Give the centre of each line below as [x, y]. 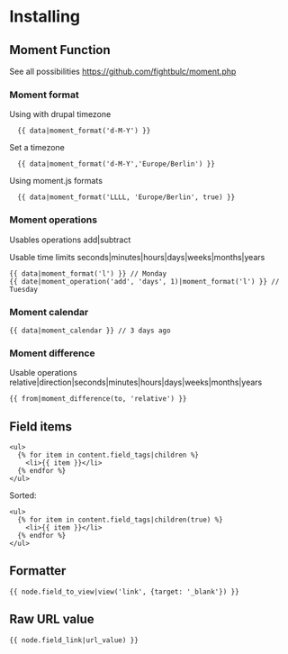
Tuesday [24, 289]
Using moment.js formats [56, 181]
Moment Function [60, 50]
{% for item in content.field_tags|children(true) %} [120, 520]
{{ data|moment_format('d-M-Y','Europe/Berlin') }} [117, 164]
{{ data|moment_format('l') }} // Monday [88, 273]
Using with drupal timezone [60, 114]
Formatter [38, 571]
